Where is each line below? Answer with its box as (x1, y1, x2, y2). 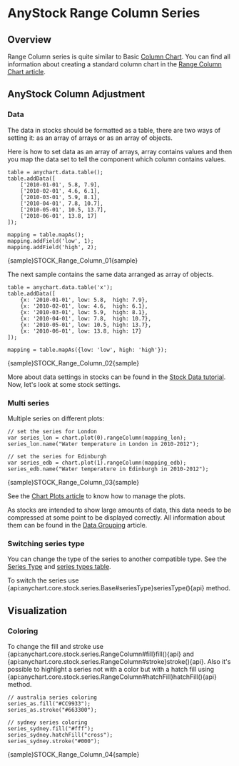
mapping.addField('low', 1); (7, 237, 94, 244)
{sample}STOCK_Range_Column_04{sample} (7, 750, 140, 758)
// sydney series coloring (7, 719, 88, 726)
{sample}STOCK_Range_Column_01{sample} (7, 256, 138, 265)
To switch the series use (7, 576, 79, 585)
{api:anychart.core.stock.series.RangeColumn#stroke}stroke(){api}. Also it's (7, 657, 231, 665)
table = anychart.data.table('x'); (7, 283, 113, 291)
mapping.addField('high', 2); (7, 243, 98, 251)
